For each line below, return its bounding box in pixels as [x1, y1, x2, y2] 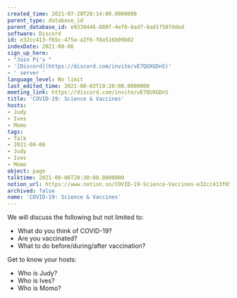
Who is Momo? [17, 284, 61, 292]
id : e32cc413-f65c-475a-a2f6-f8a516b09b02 [7, 37, 134, 44]
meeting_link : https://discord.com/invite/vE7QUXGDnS [7, 89, 169, 96]
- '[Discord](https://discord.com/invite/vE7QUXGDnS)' [7, 63, 172, 70]
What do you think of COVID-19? [17, 227, 112, 235]
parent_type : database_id [7, 17, 83, 24]
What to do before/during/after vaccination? [17, 242, 146, 250]
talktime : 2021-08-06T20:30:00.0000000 [7, 174, 125, 181]
